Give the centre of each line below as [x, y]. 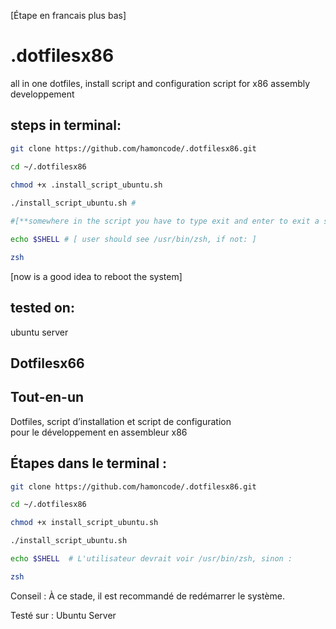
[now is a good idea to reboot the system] [96, 276]
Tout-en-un [47, 397]
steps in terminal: [66, 125]
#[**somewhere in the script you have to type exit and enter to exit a [165, 221]
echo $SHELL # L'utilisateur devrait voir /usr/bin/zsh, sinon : [151, 559]
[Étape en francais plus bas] [68, 15]
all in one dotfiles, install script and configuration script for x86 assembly [160, 83]
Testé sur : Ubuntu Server [63, 615]
